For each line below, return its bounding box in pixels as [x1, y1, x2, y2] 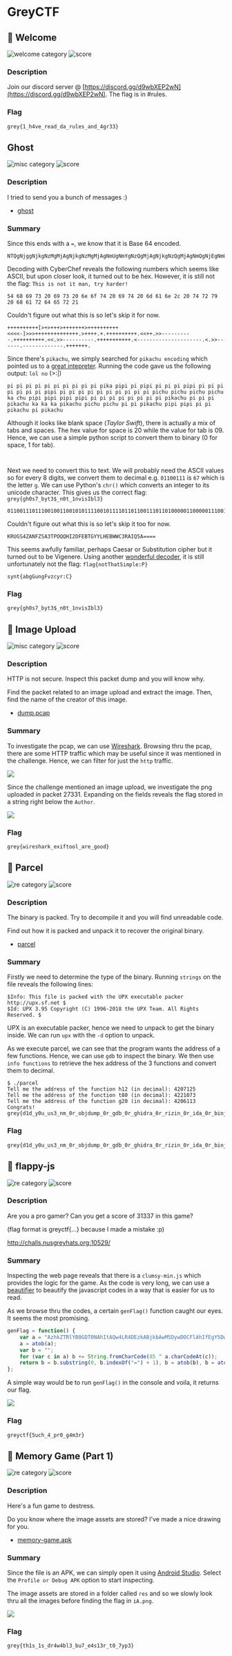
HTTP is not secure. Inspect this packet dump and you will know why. [7, 674, 205, 683]
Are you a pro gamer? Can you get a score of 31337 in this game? [7, 1211, 193, 1220]
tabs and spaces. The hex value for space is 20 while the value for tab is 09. [7, 426, 224, 434]
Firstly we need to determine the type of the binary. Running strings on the [7, 973, 222, 981]
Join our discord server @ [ [7, 83, 85, 91]
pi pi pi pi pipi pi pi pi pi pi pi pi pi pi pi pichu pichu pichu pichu [7, 389, 224, 396]
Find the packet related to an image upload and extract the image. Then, [7, 688, 213, 697]
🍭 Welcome [7, 32, 57, 43]
